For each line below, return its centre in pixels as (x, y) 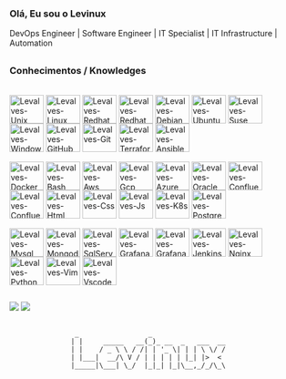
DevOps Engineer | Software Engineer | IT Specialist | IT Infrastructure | (143, 34)
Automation (31, 43)
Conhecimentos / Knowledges (78, 70)
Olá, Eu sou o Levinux (58, 14)
